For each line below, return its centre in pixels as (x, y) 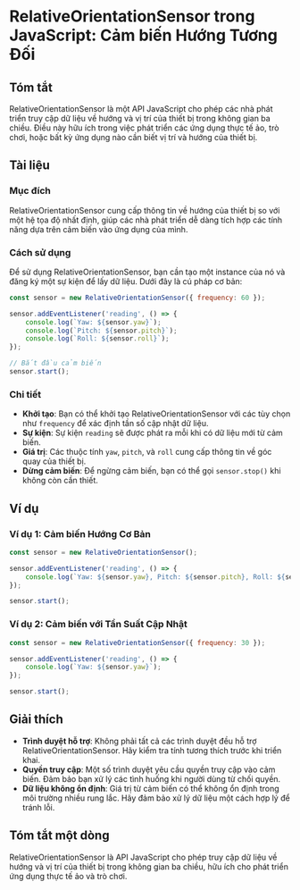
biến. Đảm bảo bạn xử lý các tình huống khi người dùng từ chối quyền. (151, 778)
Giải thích (37, 720)
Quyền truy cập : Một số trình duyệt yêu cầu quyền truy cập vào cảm (149, 769)
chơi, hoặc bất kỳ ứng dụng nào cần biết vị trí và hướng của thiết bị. (133, 137)
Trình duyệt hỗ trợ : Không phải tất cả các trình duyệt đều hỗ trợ (139, 741)
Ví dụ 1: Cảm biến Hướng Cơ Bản (80, 533)
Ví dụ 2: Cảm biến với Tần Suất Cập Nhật (98, 625)
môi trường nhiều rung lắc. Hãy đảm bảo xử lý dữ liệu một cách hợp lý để (156, 798)
